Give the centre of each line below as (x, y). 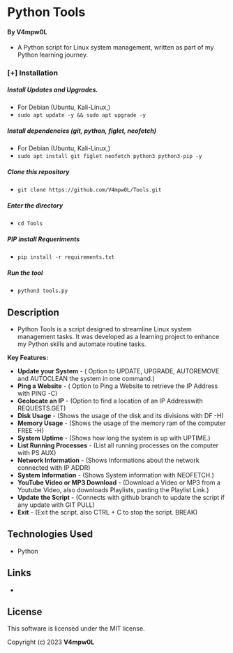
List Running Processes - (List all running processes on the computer (118, 445)
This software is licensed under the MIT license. (76, 629)
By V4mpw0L (27, 31)
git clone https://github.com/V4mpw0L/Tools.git (89, 190)
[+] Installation (32, 73)
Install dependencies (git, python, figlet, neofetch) (82, 131)
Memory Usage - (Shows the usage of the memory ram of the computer (121, 423)
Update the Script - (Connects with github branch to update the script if (121, 497)
